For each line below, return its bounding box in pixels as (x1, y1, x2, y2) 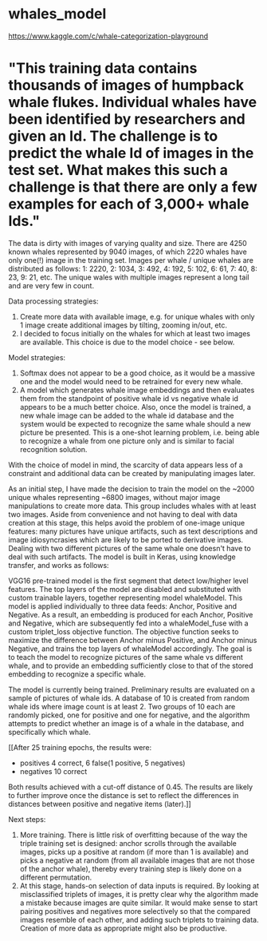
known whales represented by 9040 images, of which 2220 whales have (8, 247, 247, 256)
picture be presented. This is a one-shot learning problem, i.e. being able (19, 427, 260, 437)
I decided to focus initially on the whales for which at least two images (19, 328, 251, 338)
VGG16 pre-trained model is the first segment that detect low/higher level (8, 576, 249, 586)
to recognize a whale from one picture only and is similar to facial (19, 436, 234, 446)
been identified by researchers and (8, 110, 245, 129)
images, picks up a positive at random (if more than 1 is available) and (19, 847, 249, 856)
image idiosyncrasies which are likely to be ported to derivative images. (8, 534, 244, 544)
